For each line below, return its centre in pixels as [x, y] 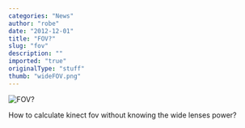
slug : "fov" [28, 46]
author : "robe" [34, 23]
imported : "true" [38, 62]
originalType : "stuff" [46, 69]
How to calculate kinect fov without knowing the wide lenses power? [122, 115]
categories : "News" [41, 16]
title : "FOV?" [32, 38]
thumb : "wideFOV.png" [45, 76]
